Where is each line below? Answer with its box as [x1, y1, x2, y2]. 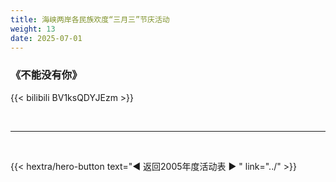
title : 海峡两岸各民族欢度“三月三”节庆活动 [10, 14, 170, 25]
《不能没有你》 [10, 68, 83, 82]
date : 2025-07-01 [10, 33, 83, 43]
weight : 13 [10, 24, 56, 34]
